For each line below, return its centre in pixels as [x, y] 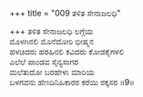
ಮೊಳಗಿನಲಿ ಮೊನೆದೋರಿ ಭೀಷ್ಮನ [51, 41]
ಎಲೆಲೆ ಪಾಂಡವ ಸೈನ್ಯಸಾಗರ [44, 62]
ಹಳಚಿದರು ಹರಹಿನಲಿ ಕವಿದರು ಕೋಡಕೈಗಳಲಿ [67, 52]
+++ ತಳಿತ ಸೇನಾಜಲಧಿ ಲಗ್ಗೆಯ [51, 31]
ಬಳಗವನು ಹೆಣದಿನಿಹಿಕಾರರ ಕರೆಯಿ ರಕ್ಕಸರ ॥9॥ [72, 82]
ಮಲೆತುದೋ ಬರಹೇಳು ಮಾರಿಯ [52, 72]
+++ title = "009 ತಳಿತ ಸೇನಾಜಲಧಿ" [65, 13]
